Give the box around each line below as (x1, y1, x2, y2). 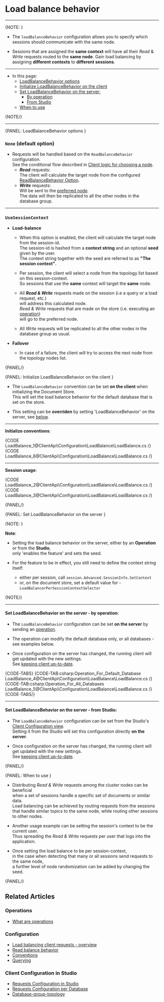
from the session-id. (19, 239, 61, 246)
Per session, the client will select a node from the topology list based (19, 270, 158, 276)
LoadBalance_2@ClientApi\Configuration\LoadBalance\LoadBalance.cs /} (5, 482, 153, 488)
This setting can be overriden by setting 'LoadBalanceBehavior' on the (12, 409, 155, 414)
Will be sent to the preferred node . (19, 188, 89, 194)
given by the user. (19, 250, 56, 256)
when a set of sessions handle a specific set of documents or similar (12, 792, 150, 798)
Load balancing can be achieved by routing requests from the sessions (12, 803, 155, 809)
